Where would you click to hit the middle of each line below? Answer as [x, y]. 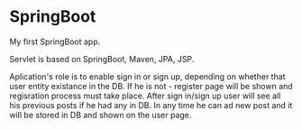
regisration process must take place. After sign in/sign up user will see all [145, 96]
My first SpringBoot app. [55, 41]
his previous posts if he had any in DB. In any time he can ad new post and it [151, 105]
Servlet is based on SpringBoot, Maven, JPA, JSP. [102, 59]
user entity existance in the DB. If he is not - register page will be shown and [151, 86]
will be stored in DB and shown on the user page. [101, 115]
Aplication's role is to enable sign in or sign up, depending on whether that [147, 76]
